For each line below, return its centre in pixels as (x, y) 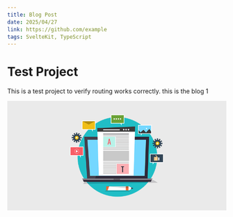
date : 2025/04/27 (32, 22)
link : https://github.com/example (57, 29)
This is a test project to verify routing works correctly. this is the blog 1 (108, 91)
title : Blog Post (32, 15)
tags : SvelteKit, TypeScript (49, 37)
